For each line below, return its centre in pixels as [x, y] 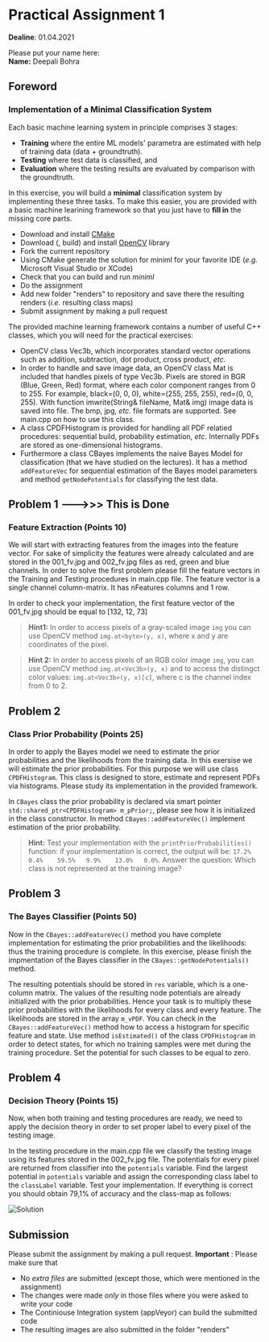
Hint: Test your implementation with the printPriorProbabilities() [140, 843]
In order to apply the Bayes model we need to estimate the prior [114, 752]
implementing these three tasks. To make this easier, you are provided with [132, 201]
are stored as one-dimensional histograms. [91, 445]
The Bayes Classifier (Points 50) [72, 917]
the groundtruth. [47, 177]
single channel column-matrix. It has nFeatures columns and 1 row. [119, 588]
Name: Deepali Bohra [44, 61]
